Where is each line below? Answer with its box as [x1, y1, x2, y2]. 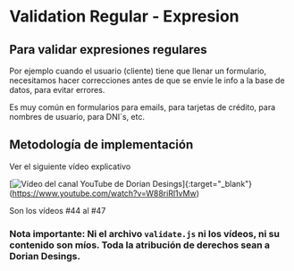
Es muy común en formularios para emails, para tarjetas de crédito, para [9, 102, 276, 113]
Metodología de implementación [9, 137, 194, 153]
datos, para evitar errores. [9, 85, 105, 95]
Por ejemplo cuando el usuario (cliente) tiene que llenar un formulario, [9, 65, 267, 76]
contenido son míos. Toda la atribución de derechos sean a [9, 239, 271, 251]
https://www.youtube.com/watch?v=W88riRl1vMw [12, 188, 197, 199]
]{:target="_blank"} [181, 178, 253, 189]
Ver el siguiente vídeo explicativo [9, 161, 131, 172]
